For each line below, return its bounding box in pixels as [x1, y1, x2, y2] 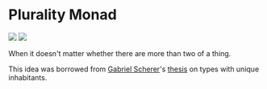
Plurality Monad [8, 6, 117, 24]
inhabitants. [8, 72, 48, 82]
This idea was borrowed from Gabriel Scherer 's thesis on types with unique [8, 64, 260, 74]
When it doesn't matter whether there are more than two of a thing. [8, 48, 232, 58]
